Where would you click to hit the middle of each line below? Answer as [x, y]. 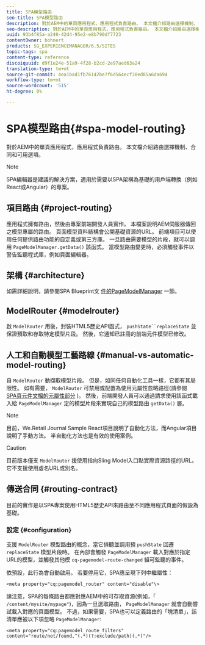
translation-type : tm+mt [38, 69]
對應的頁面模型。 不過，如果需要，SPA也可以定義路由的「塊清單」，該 [110, 611]
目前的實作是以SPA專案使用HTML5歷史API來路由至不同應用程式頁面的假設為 [103, 505]
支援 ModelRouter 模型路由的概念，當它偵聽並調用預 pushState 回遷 [90, 544]
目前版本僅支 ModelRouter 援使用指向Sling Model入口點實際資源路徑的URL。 [102, 461]
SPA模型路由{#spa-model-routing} [96, 129]
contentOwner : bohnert [35, 40]
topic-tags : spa [27, 52]
